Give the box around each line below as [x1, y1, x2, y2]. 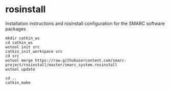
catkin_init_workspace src [5, 49, 63, 54]
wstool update [5, 67, 36, 72]
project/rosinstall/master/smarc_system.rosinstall [5, 62, 117, 67]
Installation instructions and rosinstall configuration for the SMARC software [5, 20, 165, 26]
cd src [5, 53, 19, 58]
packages [5, 25, 27, 32]
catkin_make [5, 80, 31, 85]
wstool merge [5, 57, 33, 63]
